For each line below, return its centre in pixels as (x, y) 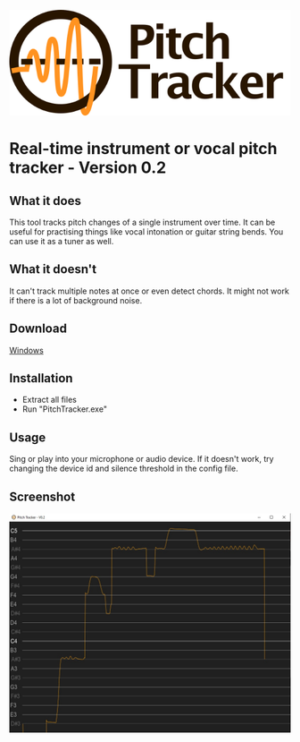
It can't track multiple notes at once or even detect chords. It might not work (150, 291)
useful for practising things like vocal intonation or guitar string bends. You (146, 232)
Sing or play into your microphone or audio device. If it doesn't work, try (142, 459)
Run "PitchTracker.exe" (64, 409)
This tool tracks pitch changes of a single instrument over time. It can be (142, 222)
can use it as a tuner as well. (62, 241)
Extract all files (50, 400)
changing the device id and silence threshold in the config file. (124, 469)
